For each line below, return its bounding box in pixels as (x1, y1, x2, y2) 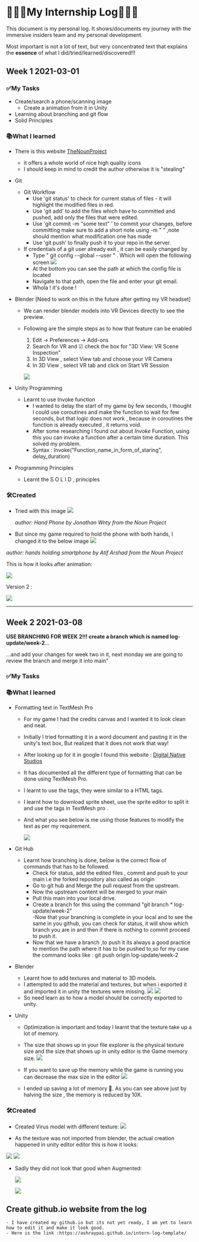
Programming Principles (14, 464, 74, 471)
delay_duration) (32, 452, 70, 460)
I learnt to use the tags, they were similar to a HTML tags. (23, 787, 164, 794)
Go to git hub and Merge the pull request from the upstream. (32, 882, 180, 889)
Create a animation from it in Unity (23, 104, 108, 111)
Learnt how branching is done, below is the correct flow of (23, 857, 167, 864)
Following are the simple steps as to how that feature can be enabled (23, 325, 192, 332)
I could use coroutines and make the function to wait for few (32, 408, 179, 416)
